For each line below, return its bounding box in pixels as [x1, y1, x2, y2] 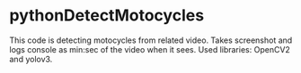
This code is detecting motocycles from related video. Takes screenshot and [9, 35, 293, 45]
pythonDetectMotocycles [9, 5, 205, 26]
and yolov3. [9, 53, 53, 64]
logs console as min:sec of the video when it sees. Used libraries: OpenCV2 [9, 44, 290, 54]
